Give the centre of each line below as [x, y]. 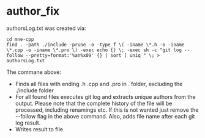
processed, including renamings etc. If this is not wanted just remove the [107, 110]
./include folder [34, 90]
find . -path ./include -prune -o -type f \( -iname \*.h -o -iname [95, 45]
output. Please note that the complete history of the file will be [94, 103]
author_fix [33, 11]
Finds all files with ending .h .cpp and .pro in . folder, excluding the [99, 84]
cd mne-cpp [20, 39]
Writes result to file [39, 129]
